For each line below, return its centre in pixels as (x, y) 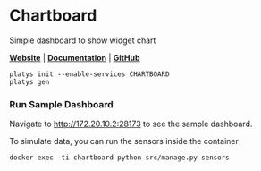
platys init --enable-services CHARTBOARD (89, 74)
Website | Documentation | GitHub (75, 57)
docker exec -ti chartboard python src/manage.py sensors (119, 158)
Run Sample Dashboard (61, 104)
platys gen (29, 81)
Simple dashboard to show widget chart (83, 40)
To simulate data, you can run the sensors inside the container (124, 141)
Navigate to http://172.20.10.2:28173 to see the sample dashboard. (131, 124)
